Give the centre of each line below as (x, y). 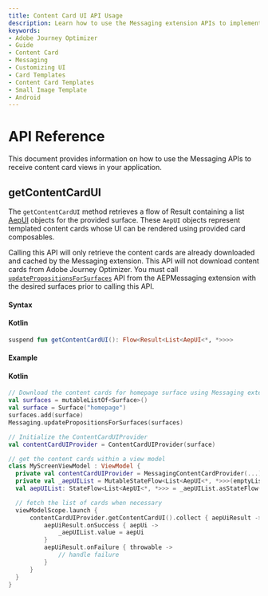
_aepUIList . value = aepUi (102, 533)
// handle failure (89, 555)
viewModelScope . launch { (57, 510)
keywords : (25, 30)
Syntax (20, 305)
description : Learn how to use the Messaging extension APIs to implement (135, 23)
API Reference (57, 137)
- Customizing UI (37, 68)
